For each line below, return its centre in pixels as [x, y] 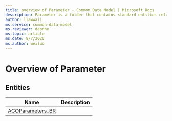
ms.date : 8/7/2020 [25, 39]
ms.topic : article [25, 34]
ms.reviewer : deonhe [27, 29]
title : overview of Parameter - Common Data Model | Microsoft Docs [80, 10]
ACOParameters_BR [32, 111]
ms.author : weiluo [25, 44]
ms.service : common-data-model [39, 24]
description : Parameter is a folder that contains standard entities [81, 15]
